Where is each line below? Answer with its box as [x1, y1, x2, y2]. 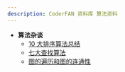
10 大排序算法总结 [28, 40, 81, 48]
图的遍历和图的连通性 [28, 57, 91, 66]
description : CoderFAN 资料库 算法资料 [7, 10, 118, 18]
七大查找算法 [28, 48, 66, 56]
